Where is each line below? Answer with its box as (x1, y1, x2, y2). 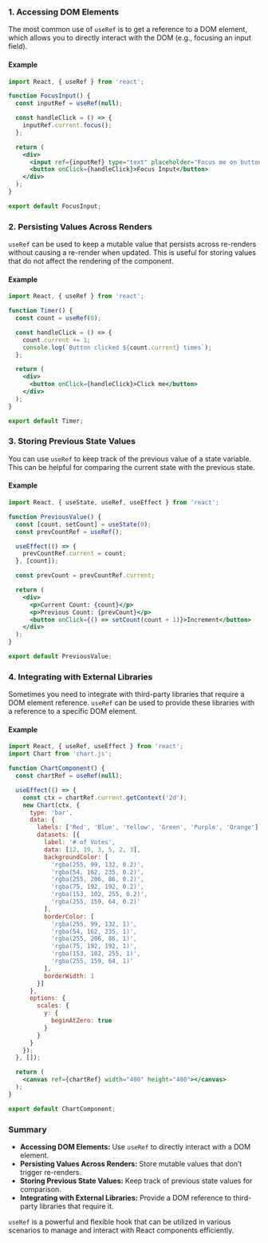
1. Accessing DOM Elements (8, 6, 120, 18)
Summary (8, 1124, 48, 1135)
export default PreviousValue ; (8, 652, 112, 660)
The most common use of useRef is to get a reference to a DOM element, (8, 25, 247, 34)
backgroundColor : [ (43, 853, 109, 861)
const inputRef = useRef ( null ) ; (15, 99, 124, 108)
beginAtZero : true (50, 1017, 112, 1025)
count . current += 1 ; (22, 336, 91, 344)
